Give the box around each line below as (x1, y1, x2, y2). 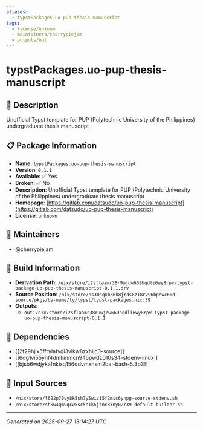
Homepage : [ (14, 199, 49, 206)
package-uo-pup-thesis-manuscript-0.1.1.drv (14, 285, 129, 292)
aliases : (6, 8, 28, 15)
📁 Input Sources (6, 378, 68, 388)
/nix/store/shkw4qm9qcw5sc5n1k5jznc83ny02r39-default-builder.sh (14, 402, 183, 408)
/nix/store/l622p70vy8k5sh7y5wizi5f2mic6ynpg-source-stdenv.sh (14, 396, 178, 402)
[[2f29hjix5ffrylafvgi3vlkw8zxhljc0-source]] (14, 348, 124, 355)
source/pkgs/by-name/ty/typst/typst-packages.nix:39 (14, 297, 151, 303)
